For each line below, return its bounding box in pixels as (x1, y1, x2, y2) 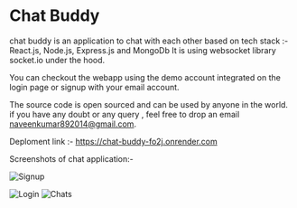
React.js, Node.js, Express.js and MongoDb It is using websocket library (9, 44, 277, 55)
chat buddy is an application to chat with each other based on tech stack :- (9, 35, 289, 46)
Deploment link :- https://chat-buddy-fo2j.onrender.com (9, 136, 218, 147)
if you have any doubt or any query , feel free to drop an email (9, 109, 240, 119)
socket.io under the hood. (9, 54, 106, 65)
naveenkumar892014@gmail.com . (9, 118, 137, 129)
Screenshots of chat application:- (9, 153, 134, 164)
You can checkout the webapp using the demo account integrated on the (9, 71, 282, 82)
